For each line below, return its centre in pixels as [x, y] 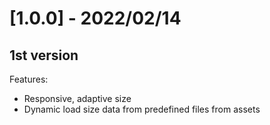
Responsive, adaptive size [77, 98]
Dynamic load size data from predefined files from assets [142, 109]
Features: [29, 79]
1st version [44, 55]
